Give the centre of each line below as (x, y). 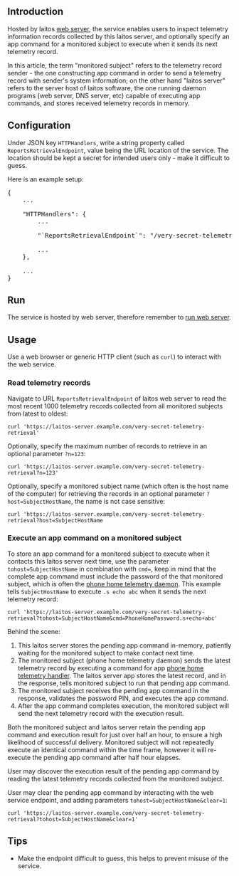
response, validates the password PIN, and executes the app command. (123, 698)
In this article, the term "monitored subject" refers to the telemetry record (115, 65)
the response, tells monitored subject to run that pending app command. (124, 683)
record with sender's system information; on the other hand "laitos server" (116, 80)
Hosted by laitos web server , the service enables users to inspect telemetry (118, 28)
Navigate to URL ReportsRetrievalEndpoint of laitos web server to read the (117, 399)
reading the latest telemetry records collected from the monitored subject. (116, 779)
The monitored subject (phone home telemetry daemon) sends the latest (124, 660)
